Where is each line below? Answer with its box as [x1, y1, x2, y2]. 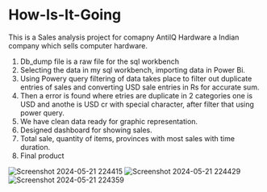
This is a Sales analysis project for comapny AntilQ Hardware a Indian [8, 32, 240, 42]
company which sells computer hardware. [8, 40, 148, 50]
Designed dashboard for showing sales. [19, 125, 153, 135]
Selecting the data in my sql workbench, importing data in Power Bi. [19, 65, 246, 74]
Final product [19, 151, 65, 161]
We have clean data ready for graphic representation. [19, 116, 198, 126]
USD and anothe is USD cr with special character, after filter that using [19, 99, 254, 109]
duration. [19, 142, 51, 152]
